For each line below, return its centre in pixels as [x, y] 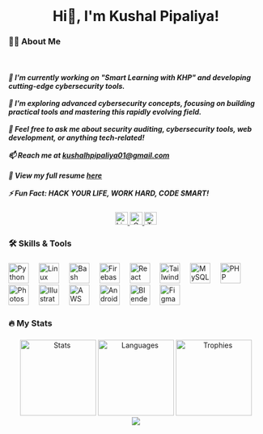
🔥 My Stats [30, 323]
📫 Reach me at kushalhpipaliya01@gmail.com [89, 155]
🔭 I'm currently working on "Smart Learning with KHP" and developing [130, 78]
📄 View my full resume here [55, 175]
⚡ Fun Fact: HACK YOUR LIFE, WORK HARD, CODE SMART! [109, 193]
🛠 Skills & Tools [40, 243]
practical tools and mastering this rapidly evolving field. [105, 112]
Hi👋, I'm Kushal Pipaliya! [136, 17]
